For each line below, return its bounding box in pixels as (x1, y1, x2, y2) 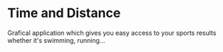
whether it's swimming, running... (7, 36, 105, 44)
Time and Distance (7, 5, 121, 21)
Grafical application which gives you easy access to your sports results (7, 28, 217, 37)
